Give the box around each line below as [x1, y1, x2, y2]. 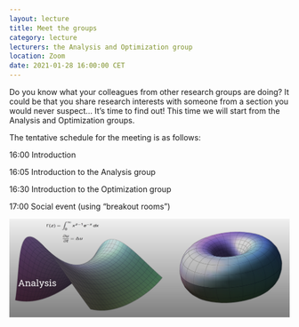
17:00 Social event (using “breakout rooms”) [9, 201, 171, 211]
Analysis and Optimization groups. [9, 116, 135, 125]
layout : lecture [9, 14, 69, 23]
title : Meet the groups [9, 23, 98, 33]
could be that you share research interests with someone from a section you [9, 96, 289, 107]
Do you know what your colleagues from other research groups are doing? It [9, 87, 289, 97]
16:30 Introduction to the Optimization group [9, 184, 172, 195]
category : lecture [9, 33, 77, 42]
